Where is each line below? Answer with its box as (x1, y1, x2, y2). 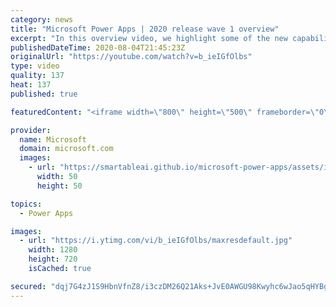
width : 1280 (28, 245, 78, 255)
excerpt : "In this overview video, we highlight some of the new (10, 33, 288, 43)
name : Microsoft (19, 134, 87, 145)
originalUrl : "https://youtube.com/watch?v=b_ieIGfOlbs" (10, 52, 253, 62)
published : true (10, 89, 78, 99)
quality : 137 (10, 71, 65, 81)
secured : (10, 281, 47, 291)
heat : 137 (10, 80, 52, 90)
